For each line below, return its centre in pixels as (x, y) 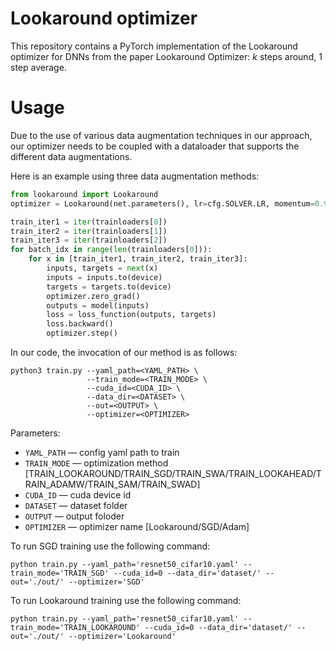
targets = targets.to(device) (109, 287)
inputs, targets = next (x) (102, 268)
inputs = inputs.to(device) (104, 277)
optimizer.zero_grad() (93, 296)
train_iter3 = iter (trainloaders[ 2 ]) (89, 240)
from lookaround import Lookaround (84, 194)
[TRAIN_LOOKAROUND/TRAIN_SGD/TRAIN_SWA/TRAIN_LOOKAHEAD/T (173, 473)
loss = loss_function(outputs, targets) (131, 315)
